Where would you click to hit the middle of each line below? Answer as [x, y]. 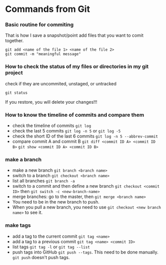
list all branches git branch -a [43, 181]
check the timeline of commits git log [52, 126]
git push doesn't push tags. [41, 257]
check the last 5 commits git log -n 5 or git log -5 [66, 131]
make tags [18, 225]
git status [16, 93]
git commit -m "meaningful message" [43, 54]
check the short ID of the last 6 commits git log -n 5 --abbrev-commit [85, 136]
